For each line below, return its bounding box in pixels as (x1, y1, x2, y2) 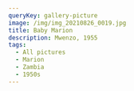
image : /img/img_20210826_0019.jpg (8, 19, 127, 27)
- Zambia (15, 63, 45, 71)
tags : (8, 41, 26, 49)
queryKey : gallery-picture (8, 11, 98, 20)
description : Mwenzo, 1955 (8, 33, 98, 42)
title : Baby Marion (8, 26, 73, 34)
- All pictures (15, 48, 66, 56)
